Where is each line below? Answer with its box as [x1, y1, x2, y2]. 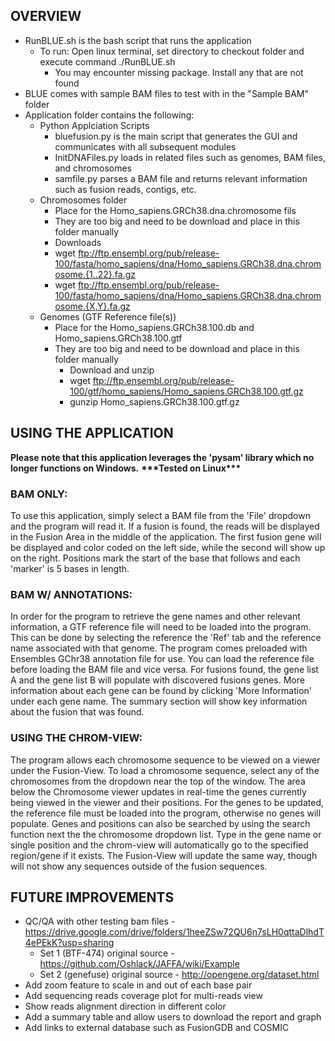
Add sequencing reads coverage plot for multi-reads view [24, 990, 263, 1002]
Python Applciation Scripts [39, 119, 150, 131]
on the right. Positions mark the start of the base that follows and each [10, 552, 301, 564]
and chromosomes [54, 162, 132, 174]
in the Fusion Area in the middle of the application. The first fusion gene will [10, 530, 322, 543]
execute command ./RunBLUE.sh [39, 55, 176, 68]
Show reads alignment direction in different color [24, 1000, 227, 1013]
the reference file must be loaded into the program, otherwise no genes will [10, 807, 322, 819]
